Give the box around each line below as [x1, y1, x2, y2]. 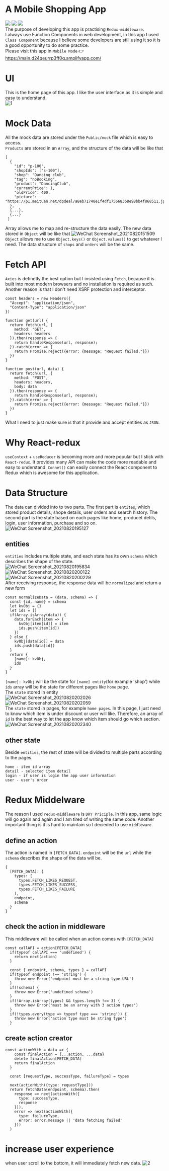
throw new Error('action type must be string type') [14, 1016, 127, 1021]
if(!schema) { [10, 985, 39, 990]
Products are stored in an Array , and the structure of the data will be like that [5, 145, 163, 151]
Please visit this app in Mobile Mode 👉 [5, 48, 84, 54]
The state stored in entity [5, 689, 58, 695]
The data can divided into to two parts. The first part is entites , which [5, 504, 150, 510]
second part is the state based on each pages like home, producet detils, [5, 514, 157, 520]
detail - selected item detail [5, 769, 71, 774]
